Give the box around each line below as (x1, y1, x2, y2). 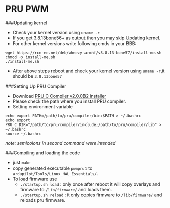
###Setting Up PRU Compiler (5, 83, 66, 89)
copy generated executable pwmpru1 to (12, 165, 93, 171)
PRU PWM (5, 3, 49, 15)
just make (12, 159, 31, 165)
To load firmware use (12, 176, 57, 182)
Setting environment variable (12, 103, 73, 109)
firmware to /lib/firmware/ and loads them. (20, 186, 112, 192)
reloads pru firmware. (20, 197, 66, 203)
